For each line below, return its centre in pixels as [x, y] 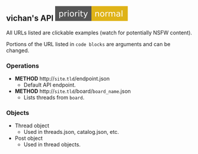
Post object [29, 138]
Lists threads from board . [54, 98]
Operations [23, 66]
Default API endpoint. [49, 85]
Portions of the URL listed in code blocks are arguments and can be [88, 44]
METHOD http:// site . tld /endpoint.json [62, 79]
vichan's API [30, 18]
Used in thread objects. [52, 145]
